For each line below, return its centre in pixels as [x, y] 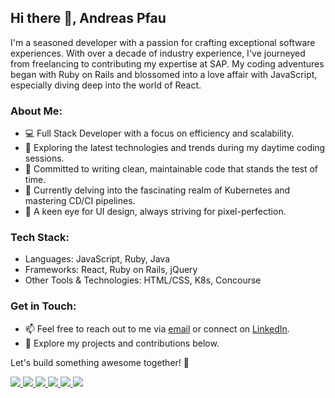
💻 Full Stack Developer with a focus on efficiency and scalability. [159, 133]
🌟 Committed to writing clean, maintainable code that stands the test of [171, 169]
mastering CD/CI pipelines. [80, 201]
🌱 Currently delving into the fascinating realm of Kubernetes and [157, 190]
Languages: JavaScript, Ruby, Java [97, 259]
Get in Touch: [43, 306]
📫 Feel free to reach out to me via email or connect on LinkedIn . [157, 328]
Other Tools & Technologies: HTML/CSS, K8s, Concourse [143, 280]
